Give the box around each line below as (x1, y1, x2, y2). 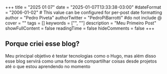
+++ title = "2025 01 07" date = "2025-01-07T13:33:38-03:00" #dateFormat (5, 4, 162, 10)
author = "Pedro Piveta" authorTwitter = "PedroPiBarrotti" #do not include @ (5, 15, 162, 20)
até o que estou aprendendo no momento (5, 63, 91, 69)
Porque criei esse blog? (5, 40, 80, 48)
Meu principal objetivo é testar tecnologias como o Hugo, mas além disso (5, 53, 156, 59)
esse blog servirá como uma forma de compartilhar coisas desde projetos (5, 58, 157, 64)
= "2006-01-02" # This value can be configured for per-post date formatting (5, 9, 163, 15)
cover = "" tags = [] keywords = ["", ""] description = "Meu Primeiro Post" (5, 20, 157, 26)
